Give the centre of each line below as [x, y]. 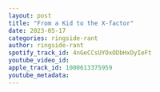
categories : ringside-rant [53, 38]
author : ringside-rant [46, 46]
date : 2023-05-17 [37, 30]
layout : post [30, 16]
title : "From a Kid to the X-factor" [71, 23]
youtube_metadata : [39, 75]
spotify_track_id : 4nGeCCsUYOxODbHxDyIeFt [80, 53]
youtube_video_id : [39, 61]
